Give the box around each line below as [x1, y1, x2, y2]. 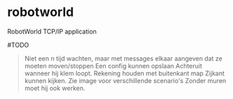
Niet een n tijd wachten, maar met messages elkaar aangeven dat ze [24, 54, 222, 63]
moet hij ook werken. [24, 84, 86, 92]
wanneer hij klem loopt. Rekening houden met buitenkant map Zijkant [24, 69, 225, 77]
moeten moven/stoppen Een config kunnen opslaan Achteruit [24, 61, 202, 70]
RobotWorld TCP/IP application [7, 27, 97, 36]
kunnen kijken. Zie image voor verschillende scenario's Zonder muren [24, 76, 227, 84]
